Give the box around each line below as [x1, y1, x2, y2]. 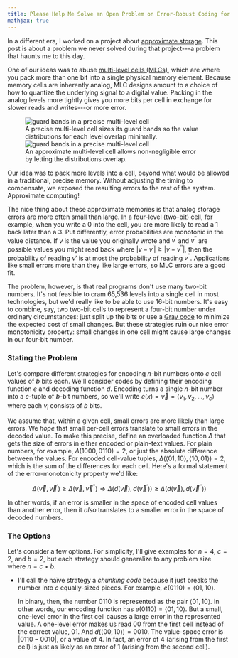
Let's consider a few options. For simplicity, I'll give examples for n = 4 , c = [7, 547, 227, 556]
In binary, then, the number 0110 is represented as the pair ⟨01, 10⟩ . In [17, 598, 220, 606]
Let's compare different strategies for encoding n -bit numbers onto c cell [7, 369, 222, 377]
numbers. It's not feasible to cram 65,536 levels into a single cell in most [7, 290, 219, 298]
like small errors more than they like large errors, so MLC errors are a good [7, 261, 226, 270]
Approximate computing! [7, 191, 80, 200]
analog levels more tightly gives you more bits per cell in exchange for [7, 95, 212, 104]
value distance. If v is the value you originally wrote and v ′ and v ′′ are [7, 235, 208, 245]
